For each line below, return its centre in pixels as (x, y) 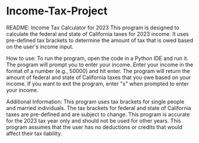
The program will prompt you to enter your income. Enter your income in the (100, 65)
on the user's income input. (40, 47)
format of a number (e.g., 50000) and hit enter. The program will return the (98, 71)
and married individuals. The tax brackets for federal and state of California (99, 108)
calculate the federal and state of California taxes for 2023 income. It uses (98, 34)
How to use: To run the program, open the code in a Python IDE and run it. (97, 58)
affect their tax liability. (34, 133)
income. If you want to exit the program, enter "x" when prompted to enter (98, 83)
